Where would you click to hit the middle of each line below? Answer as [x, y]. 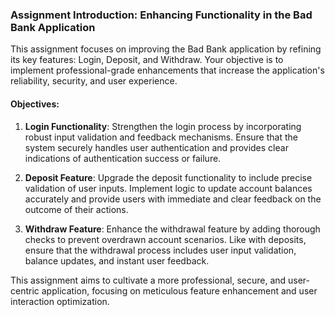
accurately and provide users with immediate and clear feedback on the [173, 199]
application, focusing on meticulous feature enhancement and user [179, 290]
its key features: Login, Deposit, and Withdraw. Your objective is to [147, 60]
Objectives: [35, 104]
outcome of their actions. [76, 209]
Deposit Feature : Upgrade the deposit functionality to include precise [168, 177]
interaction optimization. [60, 301]
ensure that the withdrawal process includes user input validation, [160, 250]
